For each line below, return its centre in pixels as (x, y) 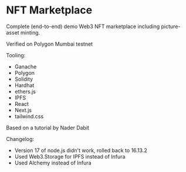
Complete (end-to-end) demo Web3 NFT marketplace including (83, 26)
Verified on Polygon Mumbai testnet (49, 44)
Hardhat (24, 85)
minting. (30, 32)
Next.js (23, 110)
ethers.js (25, 91)
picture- (171, 26)
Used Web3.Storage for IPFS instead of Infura (70, 156)
